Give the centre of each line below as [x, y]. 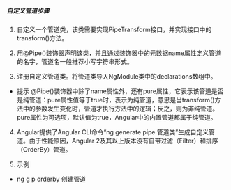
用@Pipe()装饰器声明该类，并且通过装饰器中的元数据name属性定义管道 [119, 53]
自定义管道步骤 [28, 10]
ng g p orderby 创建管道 [51, 179]
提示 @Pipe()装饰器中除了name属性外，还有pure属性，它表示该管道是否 [120, 91]
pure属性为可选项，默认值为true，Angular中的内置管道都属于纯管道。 [117, 117]
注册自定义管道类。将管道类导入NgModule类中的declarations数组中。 [117, 76]
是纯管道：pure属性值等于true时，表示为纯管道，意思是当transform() [115, 100]
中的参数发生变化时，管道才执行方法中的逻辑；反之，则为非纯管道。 [121, 109]
